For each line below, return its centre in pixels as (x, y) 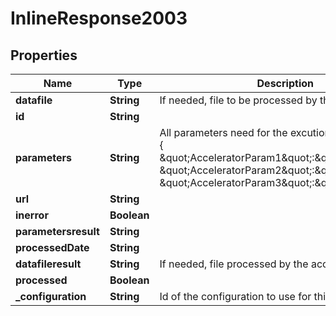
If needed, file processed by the (234, 264)
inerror (32, 215)
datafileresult (48, 264)
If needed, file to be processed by (238, 100)
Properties (44, 55)
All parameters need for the (223, 132)
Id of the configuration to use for (235, 296)
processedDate (52, 247)
